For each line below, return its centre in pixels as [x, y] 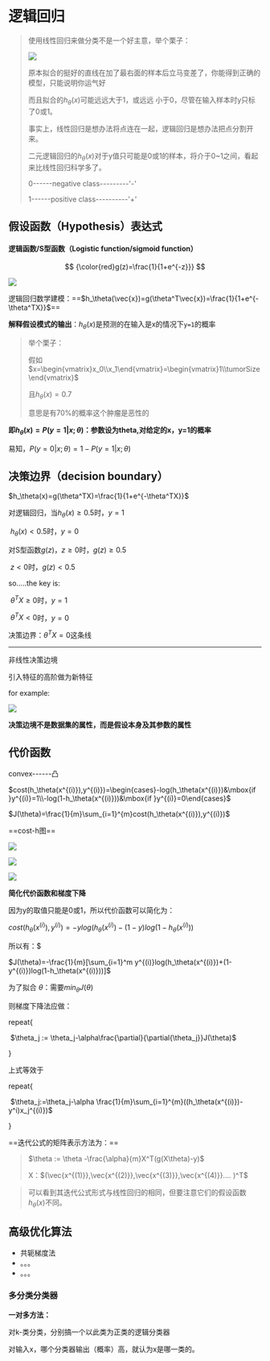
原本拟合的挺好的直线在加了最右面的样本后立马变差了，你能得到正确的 [144, 73]
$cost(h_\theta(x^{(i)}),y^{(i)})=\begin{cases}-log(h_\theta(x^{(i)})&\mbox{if [132, 789]
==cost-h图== [32, 830]
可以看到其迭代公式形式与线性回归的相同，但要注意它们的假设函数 [137, 1192]
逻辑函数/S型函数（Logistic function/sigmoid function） [103, 248]
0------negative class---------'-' [82, 183]
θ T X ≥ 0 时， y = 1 [39, 599]
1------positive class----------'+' [82, 199]
